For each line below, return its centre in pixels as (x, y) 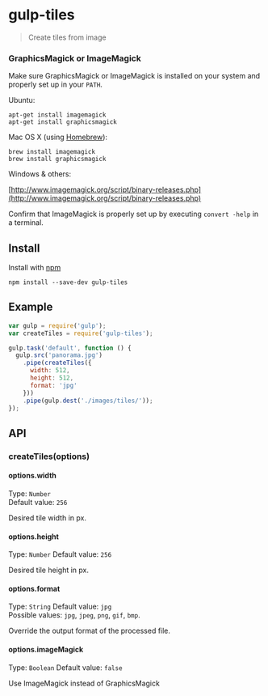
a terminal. (26, 223)
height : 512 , (52, 378)
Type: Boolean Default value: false (65, 667)
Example (31, 307)
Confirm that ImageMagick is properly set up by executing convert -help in (134, 214)
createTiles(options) (49, 456)
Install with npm (35, 268)
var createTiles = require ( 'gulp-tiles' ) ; (81, 333)
